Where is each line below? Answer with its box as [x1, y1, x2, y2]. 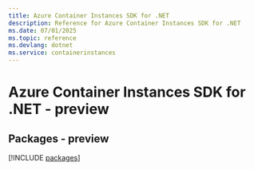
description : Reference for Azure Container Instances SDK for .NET [8, 19, 241, 27]
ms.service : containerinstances [8, 49, 116, 57]
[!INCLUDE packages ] [8, 153, 81, 162]
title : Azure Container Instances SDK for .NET [8, 11, 170, 20]
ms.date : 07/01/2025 [8, 26, 77, 34]
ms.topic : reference [8, 34, 77, 42]
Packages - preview [8, 132, 109, 145]
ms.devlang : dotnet [8, 42, 73, 49]
